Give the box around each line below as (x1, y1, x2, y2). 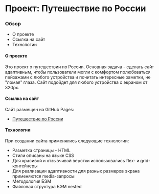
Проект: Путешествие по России (5, 3, 146, 14)
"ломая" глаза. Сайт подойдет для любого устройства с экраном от (5, 79, 148, 85)
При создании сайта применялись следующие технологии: (5, 138, 129, 144)
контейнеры (12, 163, 38, 169)
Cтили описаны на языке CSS (12, 153, 74, 158)
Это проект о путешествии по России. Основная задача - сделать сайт (5, 64, 154, 70)
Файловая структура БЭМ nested (12, 184, 82, 190)
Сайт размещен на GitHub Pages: (5, 106, 74, 112)
